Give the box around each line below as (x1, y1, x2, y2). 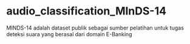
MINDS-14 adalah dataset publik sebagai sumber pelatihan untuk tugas (6, 24, 184, 31)
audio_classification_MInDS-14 (6, 4, 167, 18)
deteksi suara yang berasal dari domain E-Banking (6, 30, 132, 37)
